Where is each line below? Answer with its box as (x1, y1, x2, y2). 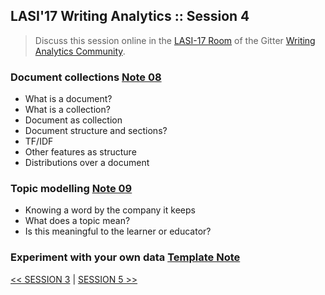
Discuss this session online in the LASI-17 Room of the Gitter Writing (34, 34, 316, 46)
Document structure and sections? (24, 125, 168, 137)
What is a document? (24, 93, 113, 105)
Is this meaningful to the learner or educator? (24, 225, 212, 238)
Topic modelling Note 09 (10, 182, 133, 196)
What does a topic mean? (24, 215, 131, 227)
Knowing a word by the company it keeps (24, 204, 196, 216)
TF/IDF (24, 135, 54, 148)
